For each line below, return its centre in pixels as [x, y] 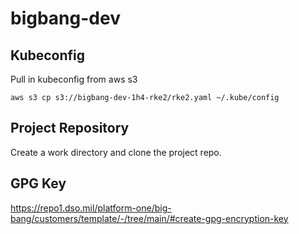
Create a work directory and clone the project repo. [116, 152]
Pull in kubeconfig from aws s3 [74, 79]
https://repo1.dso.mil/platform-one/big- [91, 208]
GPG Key [38, 183]
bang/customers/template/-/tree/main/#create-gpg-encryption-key [149, 218]
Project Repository [70, 128]
